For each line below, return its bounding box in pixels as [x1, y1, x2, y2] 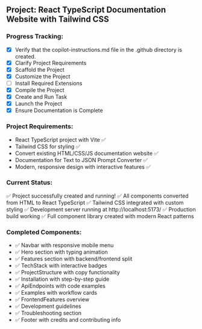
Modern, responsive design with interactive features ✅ [14, 163, 151, 171]
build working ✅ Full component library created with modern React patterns [6, 212, 194, 219]
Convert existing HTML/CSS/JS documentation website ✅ [14, 149, 159, 157]
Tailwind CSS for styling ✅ [14, 143, 81, 150]
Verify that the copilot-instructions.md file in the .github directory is [14, 46, 183, 53]
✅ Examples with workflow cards [14, 289, 98, 296]
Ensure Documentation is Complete [14, 107, 104, 114]
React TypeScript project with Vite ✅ [14, 136, 107, 143]
